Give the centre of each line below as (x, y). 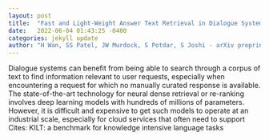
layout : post (30, 16)
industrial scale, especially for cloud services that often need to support (127, 119)
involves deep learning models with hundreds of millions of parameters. (126, 102)
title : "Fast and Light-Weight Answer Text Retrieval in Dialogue (123, 23)
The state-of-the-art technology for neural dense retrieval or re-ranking (126, 94)
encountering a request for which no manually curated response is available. (134, 86)
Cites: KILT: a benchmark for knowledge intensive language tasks (116, 128)
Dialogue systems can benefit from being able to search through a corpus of (134, 68)
